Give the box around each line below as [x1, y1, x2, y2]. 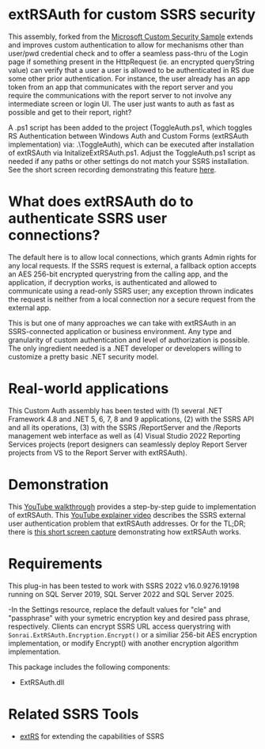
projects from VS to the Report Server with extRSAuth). [8, 447, 187, 457]
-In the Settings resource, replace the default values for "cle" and [8, 604, 221, 614]
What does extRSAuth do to [8, 192, 194, 211]
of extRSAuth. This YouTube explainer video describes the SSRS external [8, 510, 246, 519]
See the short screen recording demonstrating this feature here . [8, 165, 217, 174]
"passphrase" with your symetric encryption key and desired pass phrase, [8, 613, 251, 622]
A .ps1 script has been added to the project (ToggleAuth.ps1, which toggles [8, 123, 253, 132]
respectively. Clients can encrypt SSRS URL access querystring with [8, 622, 231, 631]
